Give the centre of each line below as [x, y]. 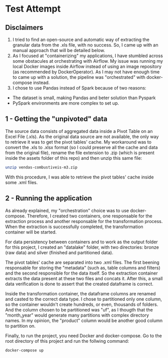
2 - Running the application [49, 198]
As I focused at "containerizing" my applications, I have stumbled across [88, 56]
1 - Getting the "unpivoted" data [56, 119]
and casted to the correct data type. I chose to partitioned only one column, [84, 299]
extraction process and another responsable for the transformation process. [84, 221]
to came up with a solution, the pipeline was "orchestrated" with [79, 77]
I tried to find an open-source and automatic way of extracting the [81, 39]
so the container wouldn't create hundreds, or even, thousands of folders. [82, 304]
